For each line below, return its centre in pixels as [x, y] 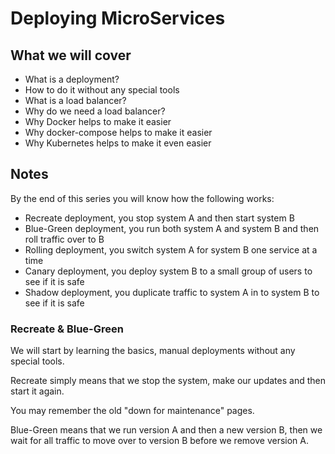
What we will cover [71, 55]
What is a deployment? [72, 79]
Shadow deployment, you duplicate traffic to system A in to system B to [172, 292]
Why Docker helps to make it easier [98, 121]
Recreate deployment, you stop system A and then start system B [159, 218]
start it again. [37, 391]
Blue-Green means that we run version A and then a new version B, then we [166, 430]
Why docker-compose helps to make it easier [118, 132]
